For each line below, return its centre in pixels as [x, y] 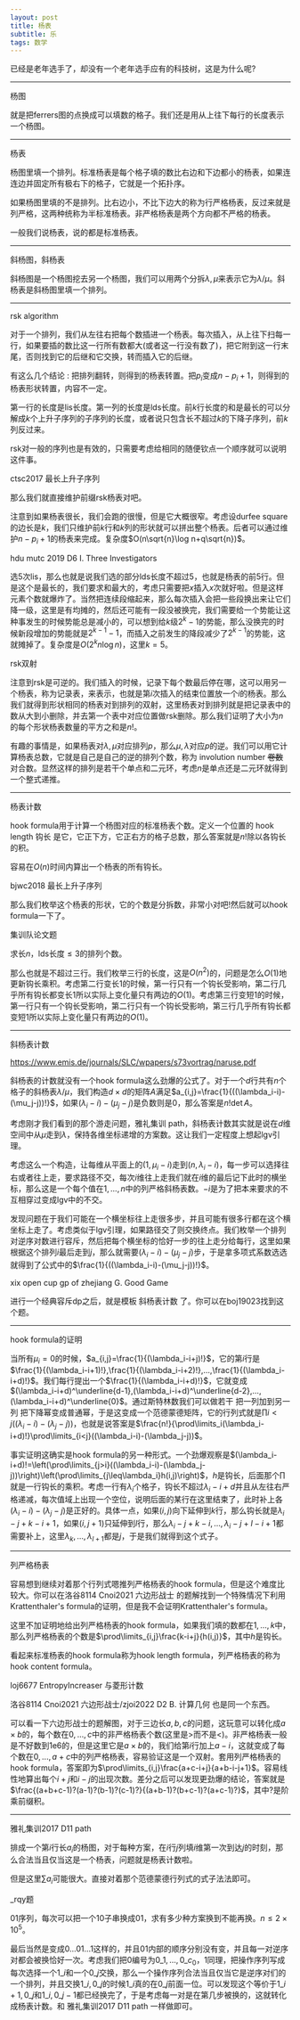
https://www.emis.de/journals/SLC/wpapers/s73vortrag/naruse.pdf [133, 1062]
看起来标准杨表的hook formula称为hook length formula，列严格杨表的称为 [146, 1655]
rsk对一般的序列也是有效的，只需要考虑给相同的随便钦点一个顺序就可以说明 [149, 449]
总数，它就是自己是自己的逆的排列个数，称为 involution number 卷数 [158, 756]
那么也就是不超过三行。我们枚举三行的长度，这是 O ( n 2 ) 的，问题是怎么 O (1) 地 [149, 972]
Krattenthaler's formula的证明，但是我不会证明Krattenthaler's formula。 [142, 1606]
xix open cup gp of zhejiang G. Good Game [89, 1282]
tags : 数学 [29, 42]
